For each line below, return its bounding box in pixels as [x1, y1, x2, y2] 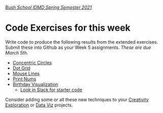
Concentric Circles [12, 60, 52, 66]
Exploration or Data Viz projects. [5, 102, 73, 108]
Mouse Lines [12, 70, 40, 76]
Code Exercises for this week [5, 22, 131, 34]
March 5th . [5, 49, 28, 55]
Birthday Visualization [12, 81, 58, 87]
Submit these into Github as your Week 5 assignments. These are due [5, 44, 151, 50]
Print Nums [12, 76, 37, 82]
